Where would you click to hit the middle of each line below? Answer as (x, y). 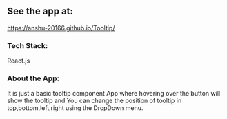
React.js (19, 61)
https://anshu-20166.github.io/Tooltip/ (61, 28)
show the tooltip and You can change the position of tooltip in (95, 101)
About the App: (33, 78)
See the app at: (40, 11)
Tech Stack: (28, 45)
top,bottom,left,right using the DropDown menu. (75, 108)
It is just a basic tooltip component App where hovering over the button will (114, 94)
